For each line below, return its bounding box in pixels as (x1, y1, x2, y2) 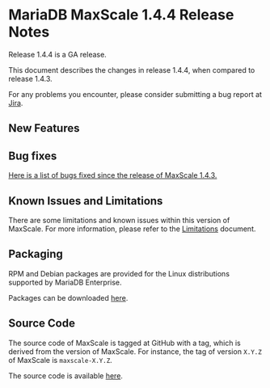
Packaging (8, 247, 63, 261)
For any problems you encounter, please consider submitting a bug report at (8, 89, 263, 99)
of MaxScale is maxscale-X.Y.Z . (8, 355, 113, 365)
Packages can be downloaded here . (8, 293, 129, 302)
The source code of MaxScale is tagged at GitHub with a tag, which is (8, 338, 241, 348)
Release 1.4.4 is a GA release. (8, 49, 107, 59)
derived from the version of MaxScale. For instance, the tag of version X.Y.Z (8, 346, 263, 356)
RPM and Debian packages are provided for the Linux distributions (8, 268, 230, 278)
